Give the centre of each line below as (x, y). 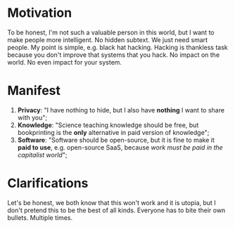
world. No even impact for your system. (64, 62)
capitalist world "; (42, 155)
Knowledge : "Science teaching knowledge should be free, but (108, 125)
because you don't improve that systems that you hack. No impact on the (114, 55)
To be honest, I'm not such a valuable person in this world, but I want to (111, 32)
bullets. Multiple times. (40, 217)
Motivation (40, 13)
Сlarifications (48, 183)
